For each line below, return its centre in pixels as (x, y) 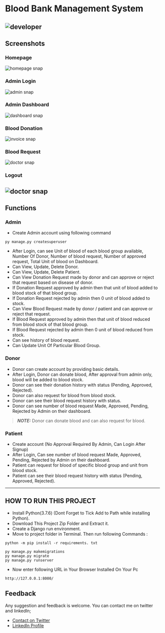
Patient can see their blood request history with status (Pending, (77, 476)
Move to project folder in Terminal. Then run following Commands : (80, 534)
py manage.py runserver (29, 560)
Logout (14, 175)
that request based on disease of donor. (53, 282)
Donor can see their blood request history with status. (67, 400)
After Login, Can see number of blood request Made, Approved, (77, 455)
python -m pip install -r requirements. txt (51, 543)
